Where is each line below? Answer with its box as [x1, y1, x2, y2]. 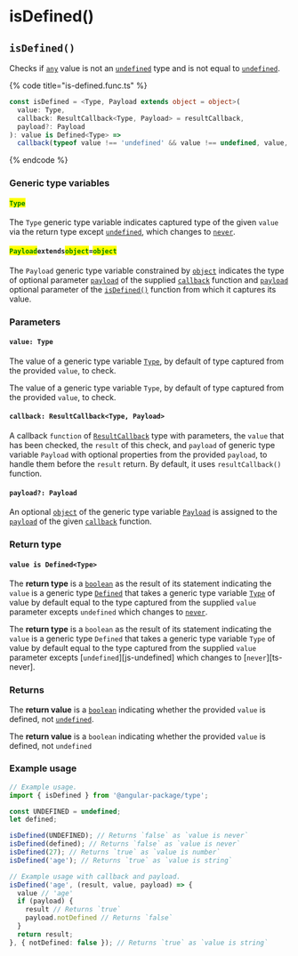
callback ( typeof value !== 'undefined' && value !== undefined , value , [17, 139, 289, 148]
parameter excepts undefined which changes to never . [9, 607, 208, 617]
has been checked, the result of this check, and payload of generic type [9, 439, 276, 450]
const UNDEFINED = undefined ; [9, 807, 122, 815]
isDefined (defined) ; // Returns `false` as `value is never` [9, 840, 241, 848]
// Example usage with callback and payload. [9, 872, 181, 881]
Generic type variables [9, 177, 110, 189]
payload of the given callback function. [9, 516, 153, 526]
